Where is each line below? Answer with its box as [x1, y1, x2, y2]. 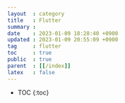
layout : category [7, 10, 65, 18]
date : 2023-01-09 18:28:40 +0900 [7, 29, 119, 37]
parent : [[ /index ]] [7, 62, 71, 69]
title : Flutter [7, 17, 61, 24]
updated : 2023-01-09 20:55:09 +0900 [7, 36, 119, 43]
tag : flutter [7, 43, 61, 50]
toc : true [7, 50, 52, 57]
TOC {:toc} [17, 88, 49, 97]
